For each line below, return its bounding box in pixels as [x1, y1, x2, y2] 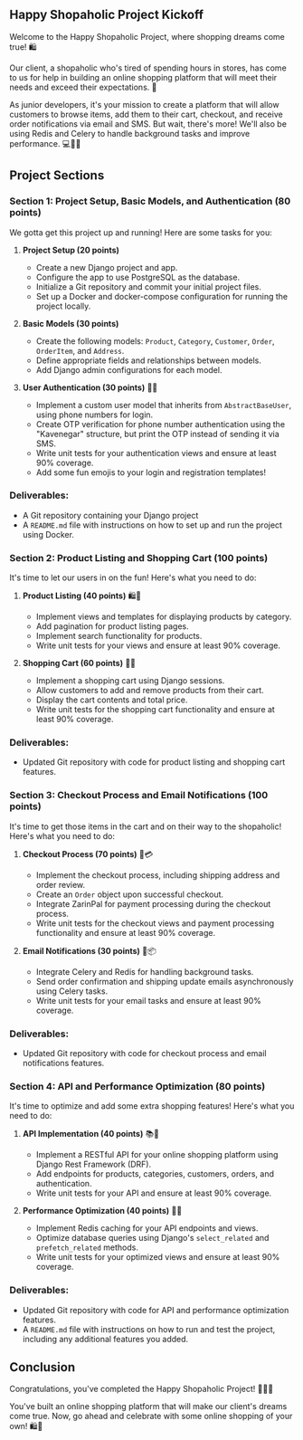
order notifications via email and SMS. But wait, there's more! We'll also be [9, 118, 288, 129]
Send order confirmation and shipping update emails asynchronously [35, 976, 294, 987]
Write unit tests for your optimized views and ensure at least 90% [35, 1252, 280, 1263]
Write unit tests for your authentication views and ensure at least [35, 447, 278, 458]
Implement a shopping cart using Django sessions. [35, 675, 225, 686]
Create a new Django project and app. [35, 262, 178, 272]
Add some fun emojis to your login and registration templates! [35, 466, 267, 478]
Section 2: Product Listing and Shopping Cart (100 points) [9, 551, 269, 564]
